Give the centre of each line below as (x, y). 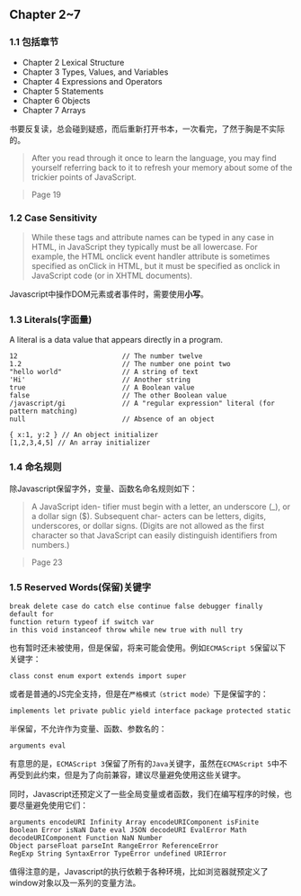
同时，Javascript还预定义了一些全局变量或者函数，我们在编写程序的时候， (147, 793)
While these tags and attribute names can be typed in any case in (152, 237)
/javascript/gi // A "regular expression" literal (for (142, 404)
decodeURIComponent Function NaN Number (86, 838)
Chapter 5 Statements (63, 91)
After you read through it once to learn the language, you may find (154, 157)
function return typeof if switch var (82, 622)
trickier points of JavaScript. (84, 177)
